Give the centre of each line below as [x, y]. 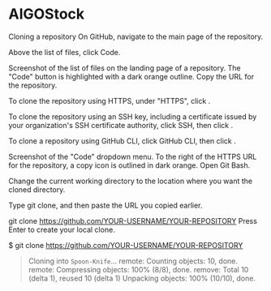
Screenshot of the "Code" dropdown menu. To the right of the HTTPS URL [133, 156]
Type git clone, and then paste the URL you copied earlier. [105, 205]
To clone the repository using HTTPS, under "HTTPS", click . [110, 101]
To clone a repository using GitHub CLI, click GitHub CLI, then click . [123, 141]
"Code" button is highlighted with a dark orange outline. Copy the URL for [131, 76]
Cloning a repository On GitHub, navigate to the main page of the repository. [136, 36]
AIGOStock [47, 14]
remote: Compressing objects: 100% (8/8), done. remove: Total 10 [138, 269]
